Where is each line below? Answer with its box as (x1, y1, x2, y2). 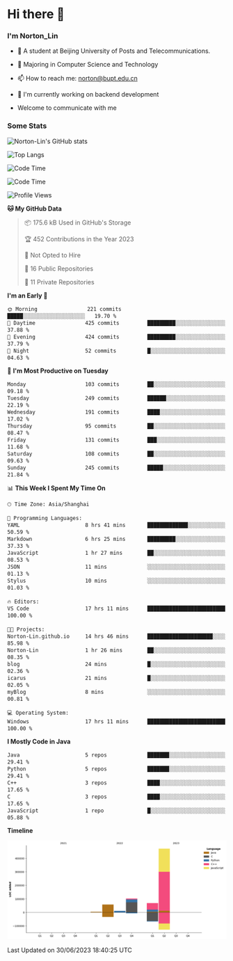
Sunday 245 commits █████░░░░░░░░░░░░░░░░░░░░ (7, 464, 226, 471)
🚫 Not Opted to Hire (24, 250, 81, 259)
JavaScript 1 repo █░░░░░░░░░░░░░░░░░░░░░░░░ (7, 807, 226, 814)
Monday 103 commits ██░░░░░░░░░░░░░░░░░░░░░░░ (7, 380, 226, 388)
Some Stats (7, 121, 47, 131)
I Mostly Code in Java (7, 737, 71, 745)
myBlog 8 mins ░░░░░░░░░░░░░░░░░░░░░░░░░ (7, 688, 226, 695)
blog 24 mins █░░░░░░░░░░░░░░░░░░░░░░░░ (7, 661, 226, 668)
